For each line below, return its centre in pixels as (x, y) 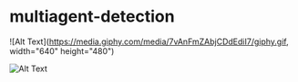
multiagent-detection (92, 17)
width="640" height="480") (62, 50)
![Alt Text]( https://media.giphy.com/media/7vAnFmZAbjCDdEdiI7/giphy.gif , (149, 41)
